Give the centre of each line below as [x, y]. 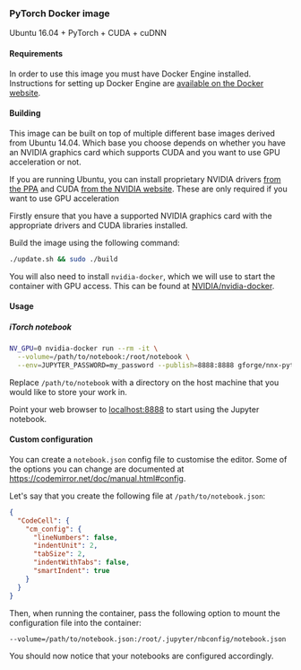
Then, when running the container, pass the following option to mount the [145, 613]
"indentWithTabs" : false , [81, 563]
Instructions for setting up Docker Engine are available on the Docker [137, 83]
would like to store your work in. [69, 392]
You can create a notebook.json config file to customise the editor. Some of [148, 459]
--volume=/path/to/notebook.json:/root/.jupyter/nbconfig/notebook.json [148, 639]
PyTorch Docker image [60, 13]
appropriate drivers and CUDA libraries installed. [99, 225]
